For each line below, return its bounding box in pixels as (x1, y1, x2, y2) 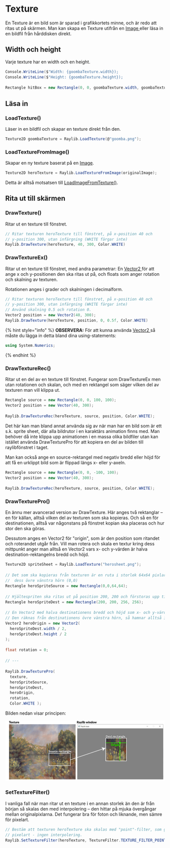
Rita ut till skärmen (5, 194, 66, 203)
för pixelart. (5, 817, 29, 823)
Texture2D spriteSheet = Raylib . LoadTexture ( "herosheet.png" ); (5, 562, 142, 567)
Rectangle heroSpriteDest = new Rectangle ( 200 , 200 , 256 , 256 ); (5, 599, 144, 605)
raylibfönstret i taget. (5, 444, 49, 450)
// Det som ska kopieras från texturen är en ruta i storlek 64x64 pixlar (5, 573, 166, 578)
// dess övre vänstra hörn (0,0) (5, 578, 78, 583)
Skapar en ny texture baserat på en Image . (5, 160, 95, 166)
